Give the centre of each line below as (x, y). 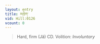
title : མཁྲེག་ (17, 14)
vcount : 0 (15, 23)
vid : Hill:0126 (20, 18)
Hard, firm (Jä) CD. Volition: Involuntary (56, 37)
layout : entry (19, 9)
